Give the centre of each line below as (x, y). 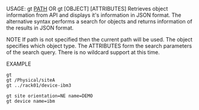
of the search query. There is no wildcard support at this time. (83, 52)
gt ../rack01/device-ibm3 (39, 85)
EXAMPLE (19, 64)
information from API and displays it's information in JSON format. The (94, 15)
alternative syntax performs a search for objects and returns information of (99, 21)
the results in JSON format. (40, 28)
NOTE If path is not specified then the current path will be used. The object (99, 39)
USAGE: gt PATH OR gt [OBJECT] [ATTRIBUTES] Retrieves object (87, 9)
